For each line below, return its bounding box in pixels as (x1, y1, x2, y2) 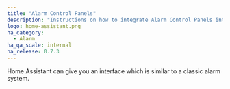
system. (7, 74, 29, 82)
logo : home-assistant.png (7, 23, 81, 29)
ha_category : (7, 29, 44, 36)
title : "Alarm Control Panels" (7, 10, 97, 17)
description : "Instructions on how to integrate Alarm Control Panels (7, 16, 213, 23)
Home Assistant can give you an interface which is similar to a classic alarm (7, 66, 221, 75)
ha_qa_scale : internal (7, 42, 72, 49)
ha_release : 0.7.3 (7, 49, 60, 55)
